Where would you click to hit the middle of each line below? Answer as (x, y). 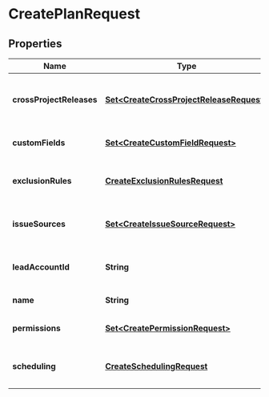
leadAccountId (41, 267)
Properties (35, 44)
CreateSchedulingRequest (157, 366)
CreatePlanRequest (74, 14)
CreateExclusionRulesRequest (164, 181)
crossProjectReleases (55, 99)
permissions (37, 328)
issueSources (39, 224)
